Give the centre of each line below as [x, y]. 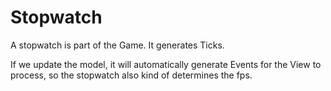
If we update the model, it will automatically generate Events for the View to [166, 64]
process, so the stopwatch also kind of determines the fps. [131, 75]
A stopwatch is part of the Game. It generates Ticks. [117, 45]
